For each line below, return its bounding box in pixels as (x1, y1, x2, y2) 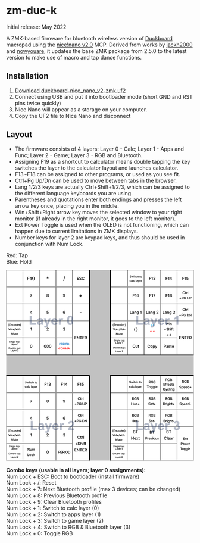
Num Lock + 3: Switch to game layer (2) (6, 517, 104, 525)
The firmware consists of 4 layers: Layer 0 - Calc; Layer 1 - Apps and (14, 145, 185, 152)
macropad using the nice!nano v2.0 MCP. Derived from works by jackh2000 (6, 41, 193, 48)
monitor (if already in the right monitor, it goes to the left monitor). (14, 215, 176, 222)
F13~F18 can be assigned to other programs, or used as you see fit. (14, 170, 180, 177)
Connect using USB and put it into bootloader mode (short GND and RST (14, 93, 193, 100)
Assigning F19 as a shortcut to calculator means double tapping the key (14, 158, 190, 165)
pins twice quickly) (14, 99, 61, 107)
